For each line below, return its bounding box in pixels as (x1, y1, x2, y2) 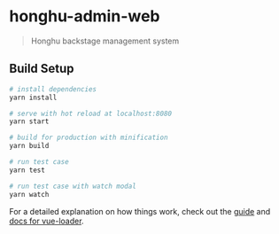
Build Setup (9, 61, 74, 76)
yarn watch (9, 190, 50, 199)
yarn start (9, 117, 50, 126)
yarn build (9, 142, 50, 151)
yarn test (9, 166, 46, 175)
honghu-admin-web (9, 6, 160, 27)
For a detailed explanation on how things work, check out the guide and (9, 206, 271, 216)
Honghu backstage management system (30, 35, 180, 46)
